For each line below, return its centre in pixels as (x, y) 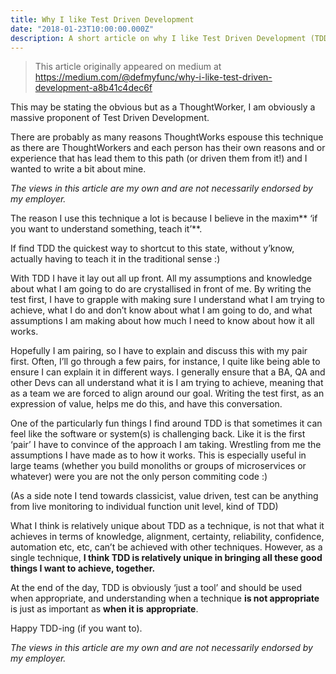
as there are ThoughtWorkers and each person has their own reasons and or (168, 148)
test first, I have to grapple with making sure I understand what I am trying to (167, 300)
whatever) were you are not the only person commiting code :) (139, 477)
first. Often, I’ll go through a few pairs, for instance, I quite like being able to (165, 362)
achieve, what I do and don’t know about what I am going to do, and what (161, 310)
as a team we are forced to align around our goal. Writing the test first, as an (167, 393)
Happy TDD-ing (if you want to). (76, 628)
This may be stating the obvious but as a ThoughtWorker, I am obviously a (163, 107)
